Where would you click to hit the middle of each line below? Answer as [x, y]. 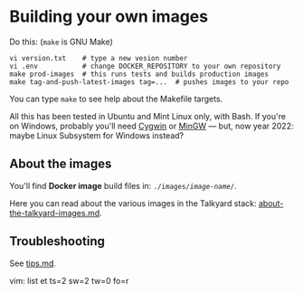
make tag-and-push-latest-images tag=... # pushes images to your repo [149, 82]
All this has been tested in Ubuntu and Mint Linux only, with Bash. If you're [148, 116]
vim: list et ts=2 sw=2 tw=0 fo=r [69, 280]
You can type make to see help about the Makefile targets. [116, 99]
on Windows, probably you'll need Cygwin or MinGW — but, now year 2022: [151, 126]
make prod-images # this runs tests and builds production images [139, 74]
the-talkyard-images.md [55, 213]
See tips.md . [33, 263]
